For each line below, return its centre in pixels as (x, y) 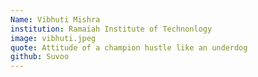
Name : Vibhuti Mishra (55, 19)
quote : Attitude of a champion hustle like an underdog (129, 47)
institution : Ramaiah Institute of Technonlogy (111, 29)
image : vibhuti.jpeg (53, 38)
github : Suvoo (40, 57)
